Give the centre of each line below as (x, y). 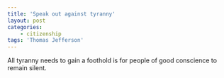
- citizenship (41, 34)
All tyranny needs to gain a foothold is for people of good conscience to (112, 60)
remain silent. (27, 68)
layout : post (27, 21)
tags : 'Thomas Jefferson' (45, 40)
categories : (25, 27)
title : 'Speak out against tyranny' (61, 14)
